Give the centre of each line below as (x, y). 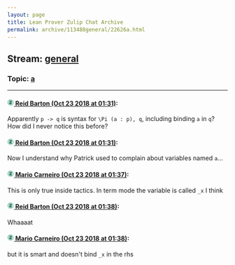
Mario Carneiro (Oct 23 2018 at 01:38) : (72, 238)
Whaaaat (20, 222)
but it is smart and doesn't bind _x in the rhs (71, 255)
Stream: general (43, 58)
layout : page (26, 15)
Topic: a (21, 78)
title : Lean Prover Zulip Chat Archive (65, 22)
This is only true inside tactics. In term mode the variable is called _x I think (115, 190)
